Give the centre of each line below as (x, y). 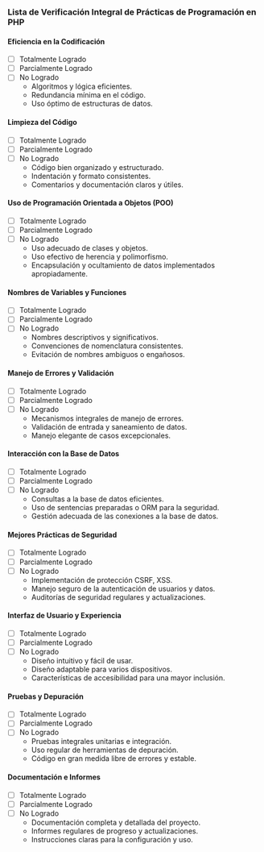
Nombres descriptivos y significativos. (95, 338)
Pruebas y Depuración (45, 696)
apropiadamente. (60, 274)
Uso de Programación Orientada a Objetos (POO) (91, 203)
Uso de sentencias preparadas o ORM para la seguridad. (125, 508)
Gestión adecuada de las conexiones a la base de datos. (125, 516)
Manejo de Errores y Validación (61, 373)
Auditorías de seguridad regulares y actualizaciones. (118, 597)
